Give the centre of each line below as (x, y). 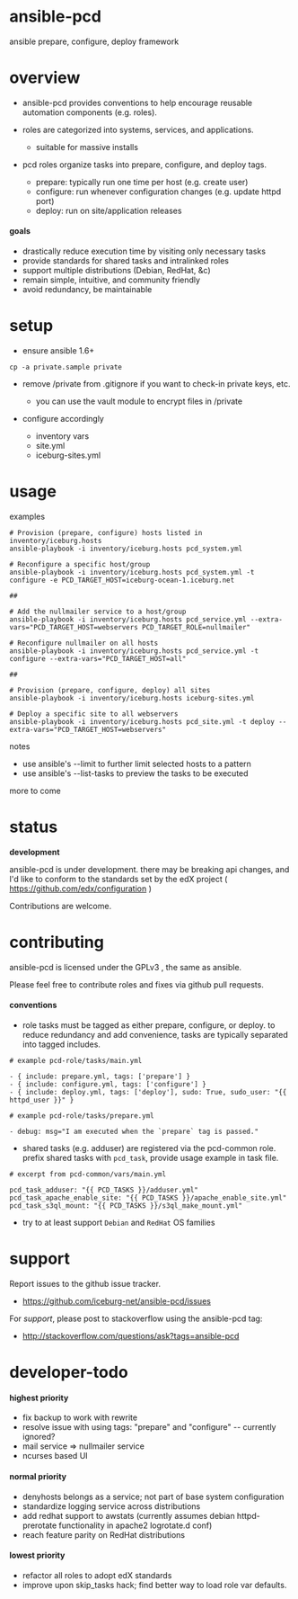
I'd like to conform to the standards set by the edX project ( (118, 879)
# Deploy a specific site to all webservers (94, 714)
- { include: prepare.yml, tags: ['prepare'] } (100, 1076)
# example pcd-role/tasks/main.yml (76, 1061)
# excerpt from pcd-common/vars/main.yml (88, 1175)
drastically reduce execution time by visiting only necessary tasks (144, 251)
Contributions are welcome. (61, 906)
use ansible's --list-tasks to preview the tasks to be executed (135, 773)
